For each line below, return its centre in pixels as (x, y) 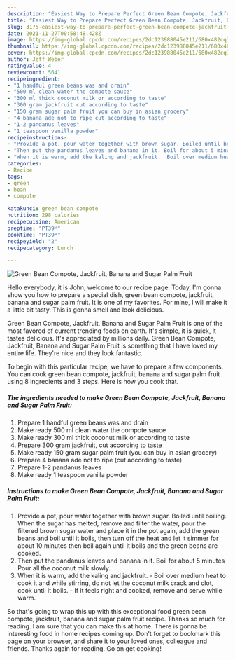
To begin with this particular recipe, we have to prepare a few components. (115, 367)
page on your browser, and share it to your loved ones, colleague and (107, 641)
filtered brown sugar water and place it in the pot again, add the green (118, 531)
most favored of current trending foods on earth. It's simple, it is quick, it (112, 331)
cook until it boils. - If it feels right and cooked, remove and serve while (120, 591)
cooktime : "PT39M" (34, 235)
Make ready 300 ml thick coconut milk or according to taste (104, 438)
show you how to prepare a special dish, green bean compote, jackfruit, (111, 295)
